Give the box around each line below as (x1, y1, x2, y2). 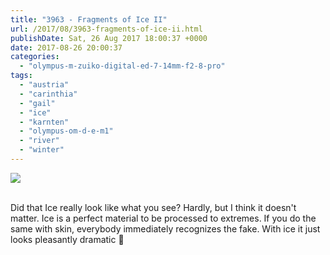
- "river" (19, 136, 60, 146)
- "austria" (19, 80, 70, 90)
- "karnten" (19, 117, 70, 127)
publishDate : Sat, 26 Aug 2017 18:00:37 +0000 (10, 33, 208, 43)
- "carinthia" (19, 89, 78, 99)
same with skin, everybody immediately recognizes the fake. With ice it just (10, 222, 321, 235)
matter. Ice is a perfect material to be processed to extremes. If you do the (10, 212, 317, 224)
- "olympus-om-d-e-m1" (19, 126, 114, 136)
